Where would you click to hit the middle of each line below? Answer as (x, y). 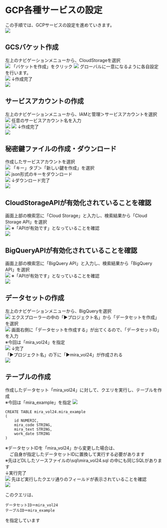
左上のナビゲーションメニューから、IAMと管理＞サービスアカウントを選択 (81, 114)
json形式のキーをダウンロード (42, 174)
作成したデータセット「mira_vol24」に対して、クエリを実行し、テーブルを (82, 390)
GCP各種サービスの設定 (54, 10)
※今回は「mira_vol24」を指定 (35, 342)
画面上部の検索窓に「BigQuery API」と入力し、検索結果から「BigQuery (79, 263)
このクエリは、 (20, 495)
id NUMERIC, (26, 420)
